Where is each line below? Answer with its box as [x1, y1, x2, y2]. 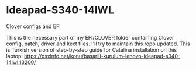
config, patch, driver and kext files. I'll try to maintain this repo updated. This [6, 40, 190, 47]
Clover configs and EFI [6, 23, 61, 30]
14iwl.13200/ [6, 59, 36, 66]
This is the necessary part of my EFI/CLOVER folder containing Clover [6, 34, 174, 41]
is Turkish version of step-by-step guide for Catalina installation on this [6, 46, 177, 53]
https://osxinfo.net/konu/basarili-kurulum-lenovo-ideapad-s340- [24, 52, 181, 59]
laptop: [6, 52, 23, 59]
